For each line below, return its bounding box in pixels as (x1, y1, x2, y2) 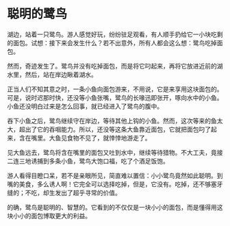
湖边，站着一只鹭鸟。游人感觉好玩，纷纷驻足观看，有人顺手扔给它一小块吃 (7, 30, 217, 38)
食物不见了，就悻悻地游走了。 (66, 134, 151, 142)
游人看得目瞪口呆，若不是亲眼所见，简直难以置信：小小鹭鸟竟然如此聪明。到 (7, 171, 223, 179)
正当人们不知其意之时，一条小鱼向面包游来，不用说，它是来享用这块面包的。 (7, 85, 223, 93)
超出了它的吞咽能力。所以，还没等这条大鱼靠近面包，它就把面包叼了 (18, 125, 211, 134)
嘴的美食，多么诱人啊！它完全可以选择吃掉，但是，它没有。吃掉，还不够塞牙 (7, 179, 223, 188)
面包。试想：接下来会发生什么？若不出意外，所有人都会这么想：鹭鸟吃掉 (12, 38, 217, 47)
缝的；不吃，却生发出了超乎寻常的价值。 (7, 188, 121, 197)
